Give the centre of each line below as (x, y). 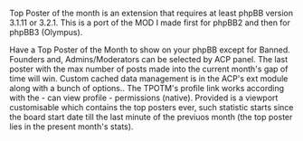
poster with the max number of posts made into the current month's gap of (149, 69)
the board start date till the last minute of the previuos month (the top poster (151, 117)
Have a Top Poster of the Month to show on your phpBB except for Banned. (150, 50)
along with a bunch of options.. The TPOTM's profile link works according (147, 88)
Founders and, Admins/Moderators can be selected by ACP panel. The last (149, 59)
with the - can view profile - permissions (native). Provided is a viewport (144, 98)
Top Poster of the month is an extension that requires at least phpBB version (151, 13)
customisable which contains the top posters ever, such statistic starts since (151, 107)
